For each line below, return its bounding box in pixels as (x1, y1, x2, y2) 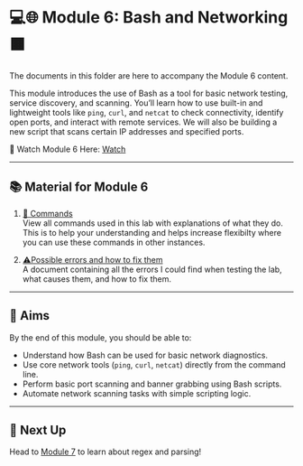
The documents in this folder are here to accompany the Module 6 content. (9, 70, 289, 81)
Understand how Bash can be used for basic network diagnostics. (22, 349, 269, 360)
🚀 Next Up (9, 422, 67, 438)
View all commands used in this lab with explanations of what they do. (22, 218, 284, 228)
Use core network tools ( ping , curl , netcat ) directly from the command (22, 359, 286, 370)
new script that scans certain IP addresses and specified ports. (9, 126, 244, 136)
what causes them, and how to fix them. (22, 273, 172, 284)
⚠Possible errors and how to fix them (22, 254, 163, 265)
